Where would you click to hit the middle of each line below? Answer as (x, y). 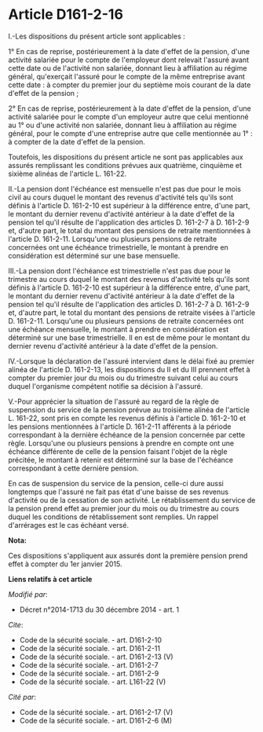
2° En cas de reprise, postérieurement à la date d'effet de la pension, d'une (130, 108)
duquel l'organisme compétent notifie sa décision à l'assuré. (106, 386)
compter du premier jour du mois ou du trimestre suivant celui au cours (123, 378)
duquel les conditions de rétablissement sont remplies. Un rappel (113, 517)
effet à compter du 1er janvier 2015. (65, 564)
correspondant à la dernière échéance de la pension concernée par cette (127, 434)
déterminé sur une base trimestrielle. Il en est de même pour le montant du (129, 337)
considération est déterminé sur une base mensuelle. (94, 255)
